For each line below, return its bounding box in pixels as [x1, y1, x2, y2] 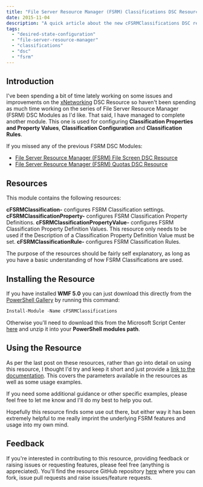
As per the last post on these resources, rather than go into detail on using [6, 359, 192, 366]
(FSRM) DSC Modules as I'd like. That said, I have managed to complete [6, 111, 185, 119]
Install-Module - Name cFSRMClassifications [6, 308, 118, 315]
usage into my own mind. [6, 421, 69, 428]
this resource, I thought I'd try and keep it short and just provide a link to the [6, 365, 195, 373]
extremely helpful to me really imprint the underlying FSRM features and [6, 414, 186, 422]
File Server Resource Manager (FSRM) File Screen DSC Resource [14, 154, 178, 162]
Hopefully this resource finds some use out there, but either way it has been [6, 408, 196, 415]
